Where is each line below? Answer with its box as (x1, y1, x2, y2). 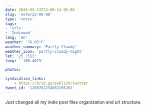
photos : (5, 67, 21, 72)
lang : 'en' (5, 35, 28, 40)
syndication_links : (5, 76, 46, 81)
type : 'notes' (5, 16, 35, 21)
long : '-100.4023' (5, 58, 43, 63)
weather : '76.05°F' (5, 40, 46, 45)
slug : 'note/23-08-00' (5, 12, 52, 17)
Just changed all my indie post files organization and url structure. (5, 99, 141, 105)
